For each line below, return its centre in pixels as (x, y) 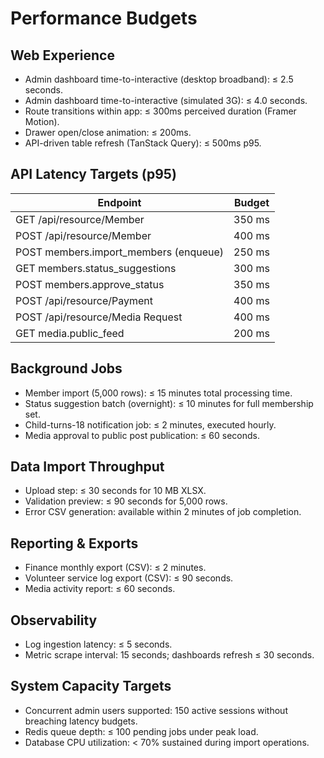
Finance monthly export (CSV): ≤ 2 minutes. (115, 568)
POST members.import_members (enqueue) (120, 252)
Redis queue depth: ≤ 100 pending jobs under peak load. (141, 731)
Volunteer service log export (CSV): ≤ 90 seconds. (129, 578)
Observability (54, 620)
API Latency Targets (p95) (93, 174)
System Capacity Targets (91, 686)
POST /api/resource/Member (83, 235)
